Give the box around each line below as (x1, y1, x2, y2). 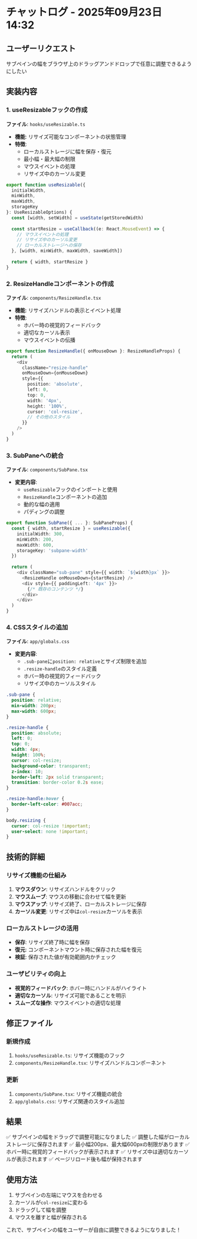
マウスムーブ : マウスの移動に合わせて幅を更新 (14, 893, 126, 900)
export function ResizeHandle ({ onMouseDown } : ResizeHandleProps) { (6, 348, 181, 354)
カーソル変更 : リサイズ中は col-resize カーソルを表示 (14, 908, 143, 915)
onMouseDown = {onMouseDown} (21, 370, 88, 376)
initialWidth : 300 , (17, 531, 65, 537)
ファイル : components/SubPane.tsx (6, 466, 88, 473)
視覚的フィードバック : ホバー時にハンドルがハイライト (14, 984, 147, 991)
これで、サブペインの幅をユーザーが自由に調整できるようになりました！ (6, 1227, 182, 1234)
